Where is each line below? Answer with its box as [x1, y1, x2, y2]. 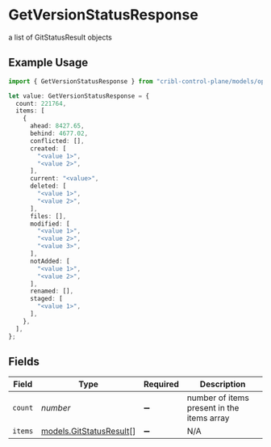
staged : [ [29, 295, 63, 303]
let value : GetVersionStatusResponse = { [8, 91, 150, 100]
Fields [8, 354, 40, 369]
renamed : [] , [29, 287, 74, 296]
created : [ [29, 144, 67, 153]
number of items [186, 392, 250, 403]
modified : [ [29, 220, 70, 228]
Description [199, 378, 246, 390]
